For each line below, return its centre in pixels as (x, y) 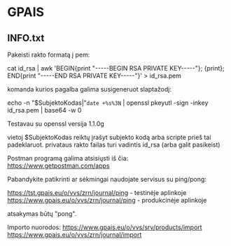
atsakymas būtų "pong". (42, 214)
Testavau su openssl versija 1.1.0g (56, 124)
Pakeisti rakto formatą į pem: (49, 55)
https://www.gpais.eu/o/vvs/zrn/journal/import (75, 234)
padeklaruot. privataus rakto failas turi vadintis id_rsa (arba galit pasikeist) (114, 145)
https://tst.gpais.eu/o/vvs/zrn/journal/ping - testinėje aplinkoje (97, 193)
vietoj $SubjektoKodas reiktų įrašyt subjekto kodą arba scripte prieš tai (109, 137)
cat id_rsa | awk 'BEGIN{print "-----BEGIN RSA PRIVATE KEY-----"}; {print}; (116, 68)
